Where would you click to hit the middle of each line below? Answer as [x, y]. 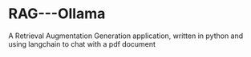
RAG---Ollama [57, 14]
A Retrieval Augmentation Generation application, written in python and [126, 36]
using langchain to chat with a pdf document [82, 44]
